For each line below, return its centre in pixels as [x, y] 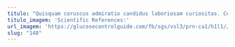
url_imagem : [24, 26]
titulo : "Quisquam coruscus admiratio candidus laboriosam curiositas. [114, 13]
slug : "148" [24, 33]
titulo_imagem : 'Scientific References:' [69, 20]
